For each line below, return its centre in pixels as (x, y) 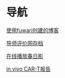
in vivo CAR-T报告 (29, 69)
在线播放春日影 (25, 56)
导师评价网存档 (25, 43)
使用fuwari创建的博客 (32, 30)
